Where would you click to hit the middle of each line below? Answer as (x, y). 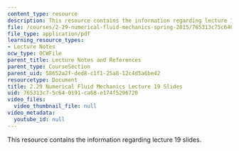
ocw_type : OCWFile (34, 54)
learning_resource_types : (46, 40)
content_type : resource (43, 14)
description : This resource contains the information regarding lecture (117, 21)
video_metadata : (31, 113)
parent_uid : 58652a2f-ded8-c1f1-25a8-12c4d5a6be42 (84, 73)
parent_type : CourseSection (49, 67)
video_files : (27, 100)
